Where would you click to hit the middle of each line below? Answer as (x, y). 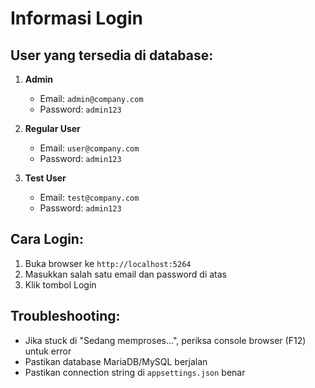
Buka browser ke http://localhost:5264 (108, 263)
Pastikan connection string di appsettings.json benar (135, 372)
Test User (45, 178)
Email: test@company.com (89, 197)
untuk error (48, 351)
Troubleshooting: (65, 316)
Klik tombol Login (60, 284)
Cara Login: (47, 239)
